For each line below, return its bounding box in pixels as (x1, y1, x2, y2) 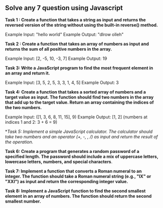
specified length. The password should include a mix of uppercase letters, (5, 153, 159, 159)
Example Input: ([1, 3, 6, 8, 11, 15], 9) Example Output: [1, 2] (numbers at (5, 114, 147, 120)
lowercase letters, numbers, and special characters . (5, 158, 113, 165)
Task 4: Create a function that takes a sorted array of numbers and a (5, 89, 146, 95)
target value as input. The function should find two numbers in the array (5, 94, 154, 100)
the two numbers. (5, 104, 42, 110)
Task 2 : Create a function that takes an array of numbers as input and (5, 41, 149, 47)
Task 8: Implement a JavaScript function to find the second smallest (5, 188, 146, 194)
